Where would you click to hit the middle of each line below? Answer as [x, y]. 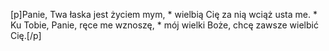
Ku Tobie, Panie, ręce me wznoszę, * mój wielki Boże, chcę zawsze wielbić [164, 25]
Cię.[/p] [26, 35]
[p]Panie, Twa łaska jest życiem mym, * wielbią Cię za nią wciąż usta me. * [164, 14]
